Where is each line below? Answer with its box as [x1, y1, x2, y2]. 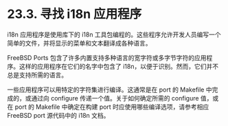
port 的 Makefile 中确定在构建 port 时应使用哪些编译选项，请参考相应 [14, 103, 209, 111]
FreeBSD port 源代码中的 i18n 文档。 [7, 111, 110, 119]
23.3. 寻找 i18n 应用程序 [7, 6, 142, 22]
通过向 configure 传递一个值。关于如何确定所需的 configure [30, 94, 199, 102]
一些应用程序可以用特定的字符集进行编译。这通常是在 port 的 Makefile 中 [7, 85, 212, 94]
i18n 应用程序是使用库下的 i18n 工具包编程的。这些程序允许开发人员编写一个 [7, 30, 221, 39]
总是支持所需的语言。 [7, 70, 67, 79]
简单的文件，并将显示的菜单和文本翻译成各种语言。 [7, 39, 152, 47]
